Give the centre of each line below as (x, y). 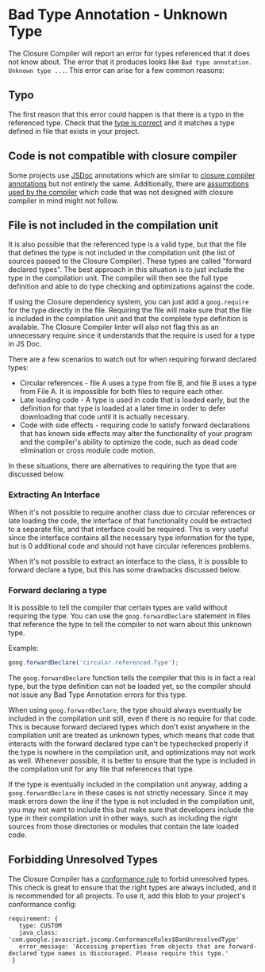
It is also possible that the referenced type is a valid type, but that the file (127, 244)
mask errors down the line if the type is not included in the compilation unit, (132, 801)
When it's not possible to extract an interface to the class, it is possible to (128, 561)
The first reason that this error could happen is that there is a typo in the (126, 114)
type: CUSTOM (40, 925)
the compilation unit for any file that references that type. (102, 769)
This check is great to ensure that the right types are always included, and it (132, 887)
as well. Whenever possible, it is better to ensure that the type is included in (132, 760)
